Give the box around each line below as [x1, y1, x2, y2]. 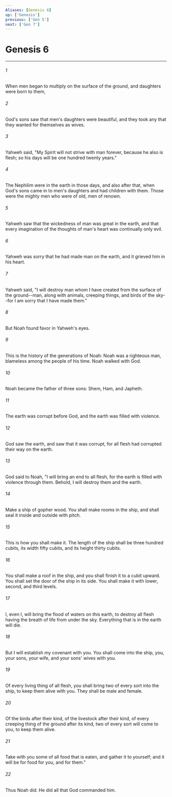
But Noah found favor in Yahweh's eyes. [5, 325, 90, 331]
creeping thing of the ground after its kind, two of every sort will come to [5, 721, 159, 727]
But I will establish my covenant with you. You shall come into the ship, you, [5, 649, 165, 655]
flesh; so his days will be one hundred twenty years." [5, 154, 117, 161]
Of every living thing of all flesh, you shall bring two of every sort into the [5, 682, 159, 689]
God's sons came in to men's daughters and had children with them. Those [5, 188, 164, 193]
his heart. [5, 259, 26, 265]
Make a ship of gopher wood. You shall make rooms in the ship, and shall [5, 507, 160, 513]
